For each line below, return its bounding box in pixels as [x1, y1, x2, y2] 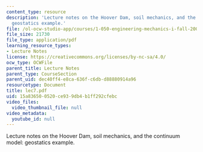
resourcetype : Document [6, 82, 66, 88]
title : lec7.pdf [6, 88, 47, 94]
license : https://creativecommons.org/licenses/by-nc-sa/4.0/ [6, 54, 166, 60]
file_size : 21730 [6, 31, 50, 38]
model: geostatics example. [6, 139, 75, 146]
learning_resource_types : [6, 43, 71, 49]
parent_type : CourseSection [6, 71, 77, 77]
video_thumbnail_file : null [11, 104, 83, 111]
